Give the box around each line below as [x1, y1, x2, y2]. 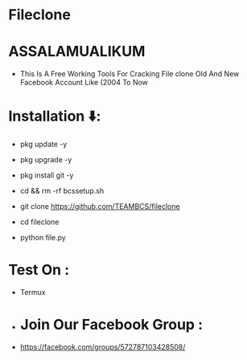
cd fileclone [19, 217, 60, 227]
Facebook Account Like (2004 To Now [19, 78, 149, 88]
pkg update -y [19, 139, 68, 149]
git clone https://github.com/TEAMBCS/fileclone [19, 202, 180, 211]
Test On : [8, 261, 70, 279]
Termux [19, 288, 46, 297]
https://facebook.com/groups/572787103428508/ [19, 342, 186, 351]
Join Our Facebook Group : [19, 316, 204, 334]
